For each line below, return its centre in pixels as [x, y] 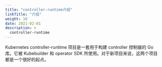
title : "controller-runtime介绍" [39, 10]
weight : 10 [16, 19]
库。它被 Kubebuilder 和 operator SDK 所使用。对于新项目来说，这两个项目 [81, 53]
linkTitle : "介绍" [23, 14]
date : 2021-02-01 [23, 23]
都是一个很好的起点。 [27, 59]
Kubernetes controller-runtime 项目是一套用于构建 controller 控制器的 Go [79, 47]
